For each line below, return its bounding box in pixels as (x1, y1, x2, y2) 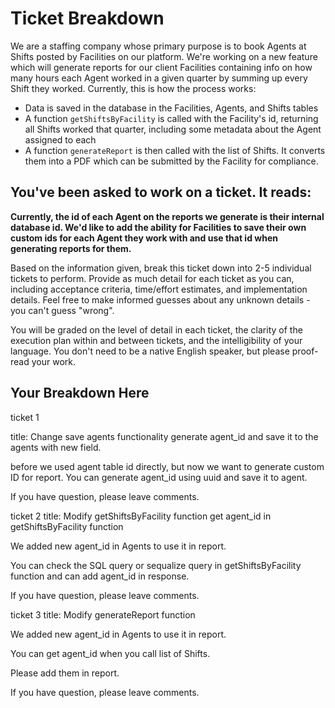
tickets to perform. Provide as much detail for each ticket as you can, (10, 272, 295, 284)
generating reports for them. (10, 242, 132, 254)
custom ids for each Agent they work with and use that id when (10, 232, 278, 244)
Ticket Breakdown (10, 7, 165, 30)
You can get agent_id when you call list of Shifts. (10, 647, 211, 659)
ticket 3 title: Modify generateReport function (10, 608, 196, 621)
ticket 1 (10, 411, 40, 423)
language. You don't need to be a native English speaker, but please (10, 345, 290, 357)
